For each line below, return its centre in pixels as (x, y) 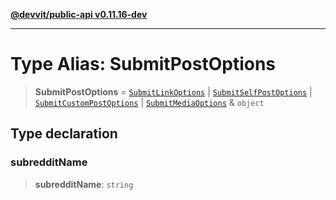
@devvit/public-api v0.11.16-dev (79, 14)
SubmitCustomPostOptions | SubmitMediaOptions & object (149, 102)
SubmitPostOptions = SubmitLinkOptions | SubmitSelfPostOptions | (173, 91)
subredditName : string (84, 184)
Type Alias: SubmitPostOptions (143, 64)
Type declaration (64, 134)
